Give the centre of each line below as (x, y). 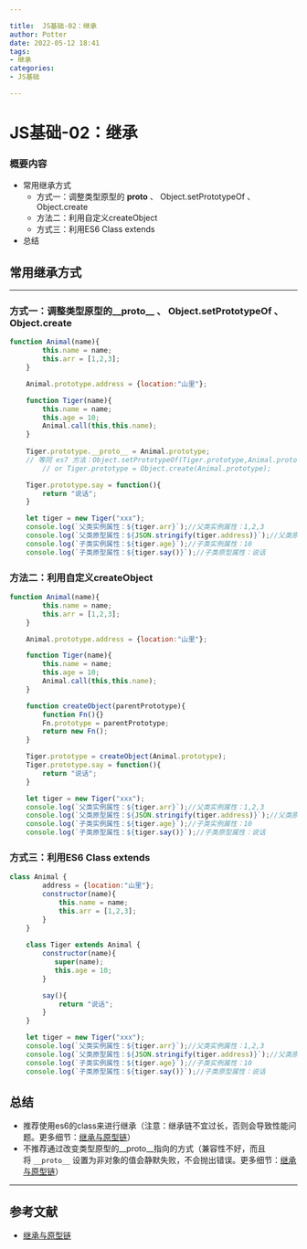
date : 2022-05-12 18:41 (55, 43)
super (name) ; (79, 962)
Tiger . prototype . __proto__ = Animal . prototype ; (118, 452)
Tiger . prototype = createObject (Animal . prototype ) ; (126, 757)
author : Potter (38, 34)
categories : (32, 69)
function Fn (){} (73, 714)
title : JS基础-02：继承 (53, 26)
